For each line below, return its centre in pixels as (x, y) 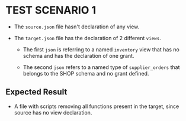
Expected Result (36, 92)
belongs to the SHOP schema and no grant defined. (86, 73)
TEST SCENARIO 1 (51, 10)
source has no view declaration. (53, 112)
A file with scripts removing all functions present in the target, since (97, 106)
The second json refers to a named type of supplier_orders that (101, 67)
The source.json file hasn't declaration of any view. (77, 27)
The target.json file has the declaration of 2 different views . (87, 38)
